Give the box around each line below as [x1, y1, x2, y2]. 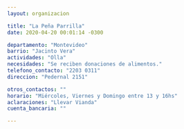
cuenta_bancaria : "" [7, 105, 67, 112]
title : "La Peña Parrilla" [7, 22, 85, 30]
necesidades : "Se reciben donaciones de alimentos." [7, 61, 163, 68]
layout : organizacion [7, 10, 70, 17]
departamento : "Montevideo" [7, 41, 89, 48]
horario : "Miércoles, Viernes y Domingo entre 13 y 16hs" [7, 92, 178, 99]
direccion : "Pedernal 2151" [7, 73, 89, 80]
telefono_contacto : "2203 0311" [7, 67, 100, 74]
